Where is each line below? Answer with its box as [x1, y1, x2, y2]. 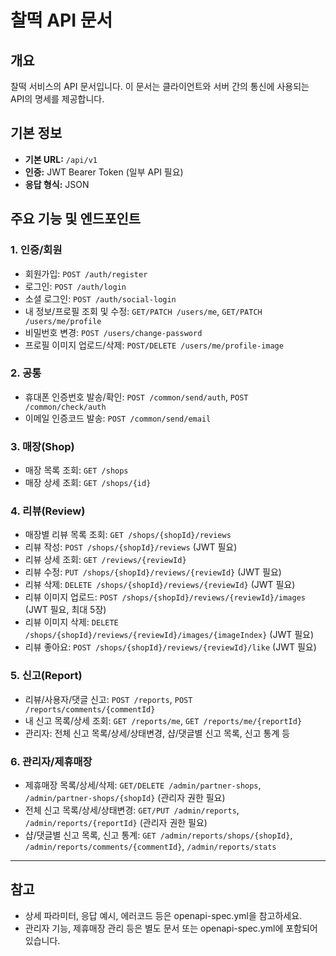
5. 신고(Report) [10, 669, 83, 683]
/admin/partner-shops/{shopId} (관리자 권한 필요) [24, 791, 226, 803]
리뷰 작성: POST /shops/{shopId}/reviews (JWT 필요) [24, 541, 238, 553]
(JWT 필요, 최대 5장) [24, 604, 107, 616]
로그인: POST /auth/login [24, 280, 127, 292]
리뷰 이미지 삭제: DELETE [24, 616, 119, 628]
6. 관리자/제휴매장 [10, 754, 93, 768]
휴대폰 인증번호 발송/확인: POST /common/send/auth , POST [24, 391, 249, 403]
